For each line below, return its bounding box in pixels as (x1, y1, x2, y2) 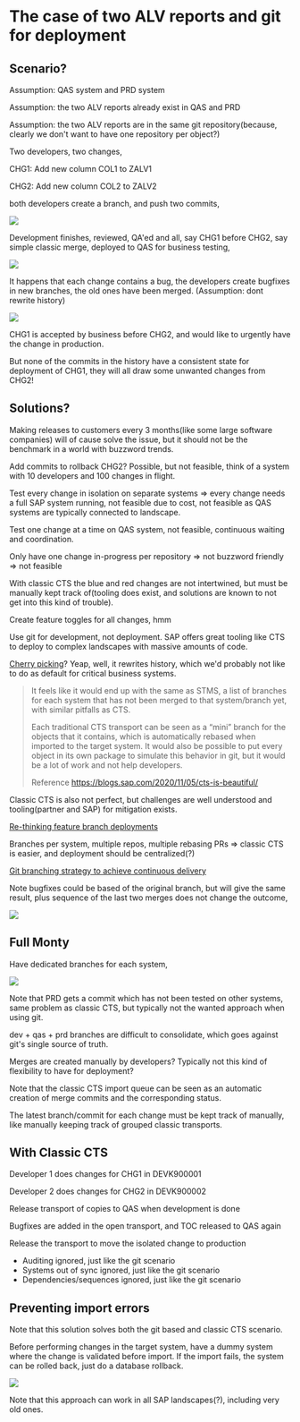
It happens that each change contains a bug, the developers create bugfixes (9, 276, 290, 286)
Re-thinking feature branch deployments (9, 821, 159, 831)
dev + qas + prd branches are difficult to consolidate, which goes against (9, 1029, 279, 1040)
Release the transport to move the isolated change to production (9, 1238, 247, 1249)
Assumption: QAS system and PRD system (9, 85, 165, 95)
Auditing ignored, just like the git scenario (21, 1256, 176, 1266)
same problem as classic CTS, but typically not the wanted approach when (9, 1002, 286, 1013)
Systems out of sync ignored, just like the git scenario (21, 1264, 221, 1276)
